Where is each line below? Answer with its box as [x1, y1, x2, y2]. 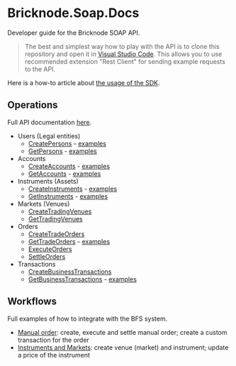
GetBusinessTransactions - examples [28, 274, 137, 283]
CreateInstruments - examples [28, 184, 118, 193]
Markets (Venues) [17, 199, 70, 208]
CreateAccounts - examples [28, 162, 111, 170]
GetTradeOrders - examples [28, 237, 111, 245]
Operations [7, 99, 58, 111]
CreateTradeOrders [28, 229, 85, 238]
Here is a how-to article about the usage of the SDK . [7, 78, 160, 87]
